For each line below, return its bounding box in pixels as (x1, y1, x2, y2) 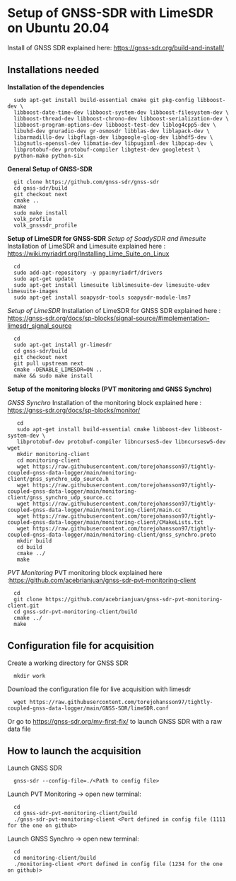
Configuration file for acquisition (7, 640, 154, 652)
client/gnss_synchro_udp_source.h (7, 475, 110, 482)
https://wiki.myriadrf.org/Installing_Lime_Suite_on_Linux (7, 249, 170, 258)
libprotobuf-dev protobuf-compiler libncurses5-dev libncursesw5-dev (16, 438, 226, 445)
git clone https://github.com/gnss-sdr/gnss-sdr (13, 178, 160, 186)
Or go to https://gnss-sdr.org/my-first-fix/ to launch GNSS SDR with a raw (7, 717, 223, 725)
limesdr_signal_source (7, 321, 72, 330)
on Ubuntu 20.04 (7, 20, 110, 36)
